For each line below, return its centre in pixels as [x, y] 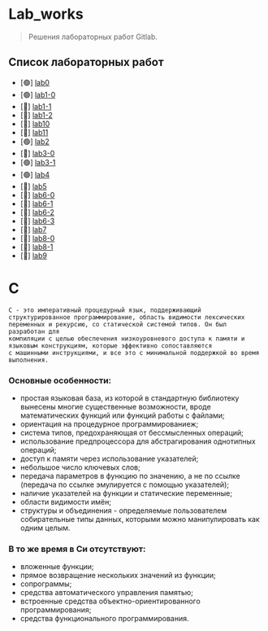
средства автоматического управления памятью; [106, 593]
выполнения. [28, 360]
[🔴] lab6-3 [37, 221]
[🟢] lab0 [35, 82]
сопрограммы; [46, 584]
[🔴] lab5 [33, 186]
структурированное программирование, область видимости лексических [127, 317]
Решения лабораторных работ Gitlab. [93, 37]
